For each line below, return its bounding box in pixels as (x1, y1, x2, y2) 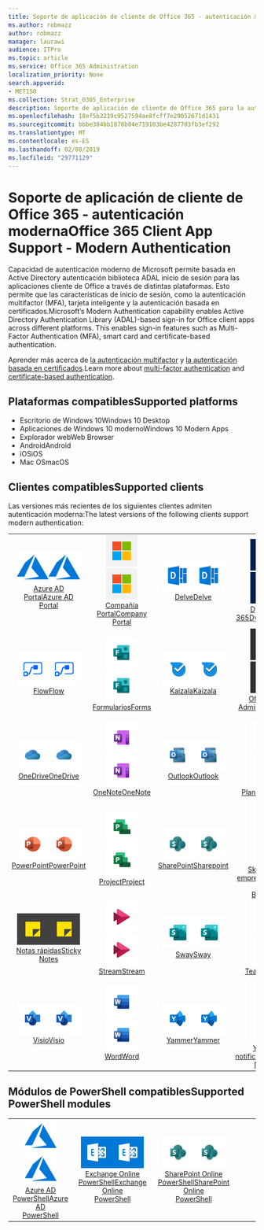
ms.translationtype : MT (8, 129, 86, 137)
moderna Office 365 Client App (8, 222, 214, 240)
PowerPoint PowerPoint (11, 860, 86, 870)
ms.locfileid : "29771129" (8, 153, 93, 161)
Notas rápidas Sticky (16, 945, 82, 955)
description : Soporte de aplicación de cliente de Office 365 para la (8, 104, 244, 112)
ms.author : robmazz (8, 20, 72, 29)
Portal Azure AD (23, 593, 74, 602)
